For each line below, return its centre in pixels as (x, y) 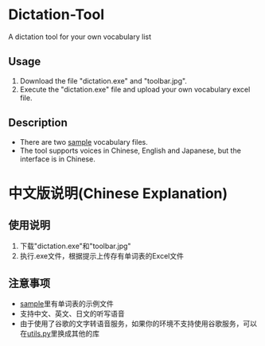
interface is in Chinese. (57, 159)
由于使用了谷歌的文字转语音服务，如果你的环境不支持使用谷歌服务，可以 (138, 324)
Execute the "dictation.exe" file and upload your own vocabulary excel (135, 89)
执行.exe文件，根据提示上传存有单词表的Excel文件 (102, 255)
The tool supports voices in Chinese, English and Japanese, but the (130, 150)
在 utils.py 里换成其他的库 (60, 334)
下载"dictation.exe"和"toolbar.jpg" (75, 246)
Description (38, 123)
